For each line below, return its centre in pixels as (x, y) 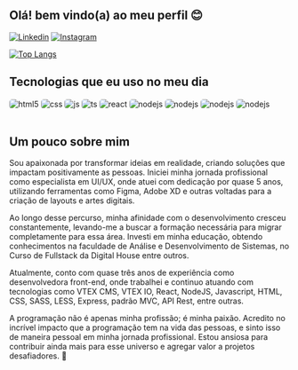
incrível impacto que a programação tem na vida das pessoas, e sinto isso (145, 327)
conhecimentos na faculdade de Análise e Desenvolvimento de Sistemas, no (149, 246)
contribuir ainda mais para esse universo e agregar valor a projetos (132, 347)
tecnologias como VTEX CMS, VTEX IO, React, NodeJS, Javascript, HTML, (146, 292)
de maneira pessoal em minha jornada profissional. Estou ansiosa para (139, 337)
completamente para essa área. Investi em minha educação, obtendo (136, 237)
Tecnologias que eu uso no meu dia (109, 82)
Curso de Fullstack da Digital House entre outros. (99, 256)
